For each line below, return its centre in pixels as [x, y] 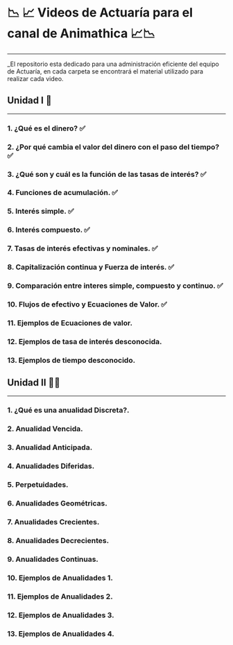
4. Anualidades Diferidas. [51, 466]
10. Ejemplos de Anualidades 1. [60, 578]
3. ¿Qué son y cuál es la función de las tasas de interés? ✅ [107, 174]
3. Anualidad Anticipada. [50, 447]
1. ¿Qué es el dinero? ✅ [46, 128]
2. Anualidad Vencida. [45, 429]
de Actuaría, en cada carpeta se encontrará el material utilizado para [105, 71]
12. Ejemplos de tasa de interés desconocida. [85, 341]
